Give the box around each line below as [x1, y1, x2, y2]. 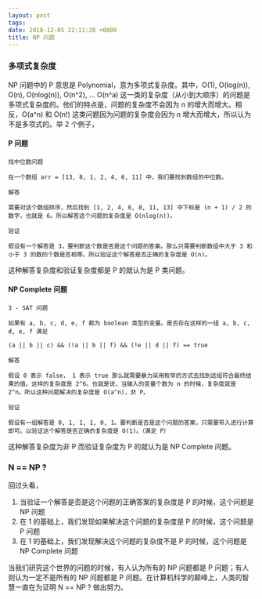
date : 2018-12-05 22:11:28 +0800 [8, 26, 117, 34]
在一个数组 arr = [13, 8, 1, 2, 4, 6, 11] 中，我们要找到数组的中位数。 [8, 173, 228, 181]
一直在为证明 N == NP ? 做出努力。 [14, 583, 127, 592]
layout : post [8, 11, 51, 20]
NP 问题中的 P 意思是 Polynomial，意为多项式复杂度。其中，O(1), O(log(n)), [8, 80, 250, 89]
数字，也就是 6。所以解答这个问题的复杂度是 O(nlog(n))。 [8, 212, 176, 220]
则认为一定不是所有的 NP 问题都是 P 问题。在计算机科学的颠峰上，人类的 [8, 573, 242, 583]
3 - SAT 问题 [8, 303, 48, 312]
